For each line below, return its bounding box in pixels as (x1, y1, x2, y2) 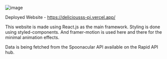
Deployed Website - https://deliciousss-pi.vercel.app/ (5, 14, 116, 20)
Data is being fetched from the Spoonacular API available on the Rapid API (5, 44, 158, 50)
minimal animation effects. (5, 35, 59, 40)
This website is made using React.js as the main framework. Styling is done (5, 24, 160, 30)
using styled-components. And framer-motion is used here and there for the (5, 29, 162, 35)
